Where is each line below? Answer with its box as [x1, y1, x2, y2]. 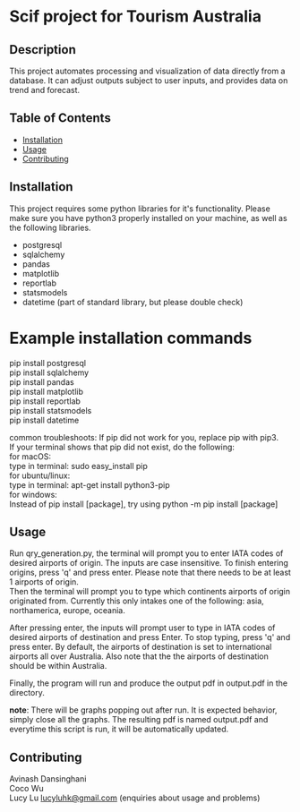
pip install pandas [9, 376, 74, 387]
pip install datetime [9, 415, 80, 425]
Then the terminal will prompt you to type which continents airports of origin [9, 586, 291, 597]
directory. [9, 688, 45, 698]
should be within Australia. [9, 661, 107, 671]
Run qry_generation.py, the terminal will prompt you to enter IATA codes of [9, 548, 284, 559]
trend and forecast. [9, 85, 81, 95]
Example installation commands [9, 328, 253, 348]
